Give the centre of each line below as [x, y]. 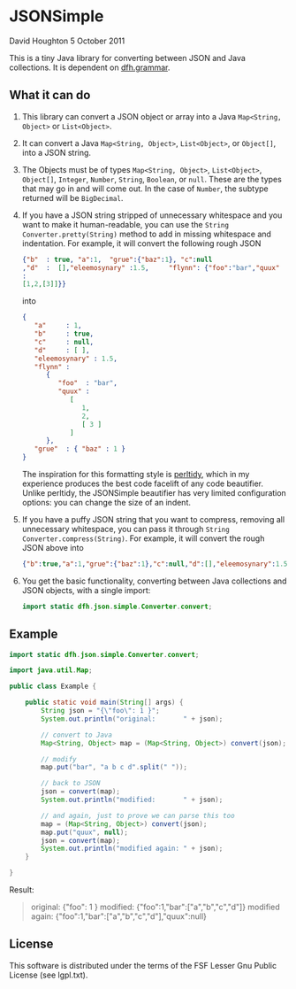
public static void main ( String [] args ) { [104, 703]
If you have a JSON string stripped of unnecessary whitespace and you [152, 215]
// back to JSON [71, 784]
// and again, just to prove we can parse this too [138, 815]
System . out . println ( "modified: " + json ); [132, 800]
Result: [22, 890]
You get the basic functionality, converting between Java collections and [154, 581]
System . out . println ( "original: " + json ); [132, 719]
